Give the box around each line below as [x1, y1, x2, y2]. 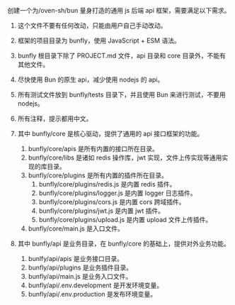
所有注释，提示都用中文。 [17, 114, 93, 123]
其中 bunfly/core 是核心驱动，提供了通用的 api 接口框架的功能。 [17, 130, 204, 138]
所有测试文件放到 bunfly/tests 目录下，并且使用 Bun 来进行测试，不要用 [17, 91, 226, 99]
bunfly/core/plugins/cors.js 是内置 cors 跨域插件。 [38, 198, 185, 206]
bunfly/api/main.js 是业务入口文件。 [28, 272, 132, 280]
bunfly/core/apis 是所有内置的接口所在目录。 [28, 145, 159, 152]
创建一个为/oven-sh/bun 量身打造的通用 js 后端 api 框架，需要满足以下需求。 [7, 6, 231, 14]
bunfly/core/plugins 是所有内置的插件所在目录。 [28, 171, 168, 179]
